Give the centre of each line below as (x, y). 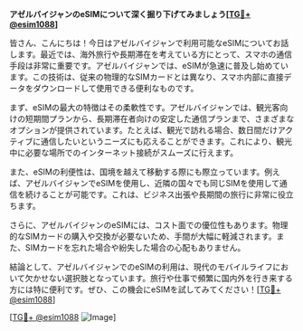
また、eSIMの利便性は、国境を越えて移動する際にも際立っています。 (137, 172)
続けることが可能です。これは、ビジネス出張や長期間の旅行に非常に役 (156, 194)
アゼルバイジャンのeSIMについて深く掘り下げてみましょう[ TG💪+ (130, 14)
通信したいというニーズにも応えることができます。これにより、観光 (166, 141)
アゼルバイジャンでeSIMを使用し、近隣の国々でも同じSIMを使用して (152, 183)
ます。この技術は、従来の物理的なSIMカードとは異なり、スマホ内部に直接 (147, 77)
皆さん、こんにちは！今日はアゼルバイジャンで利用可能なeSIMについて (141, 43)
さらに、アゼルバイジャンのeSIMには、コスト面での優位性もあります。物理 (149, 225)
